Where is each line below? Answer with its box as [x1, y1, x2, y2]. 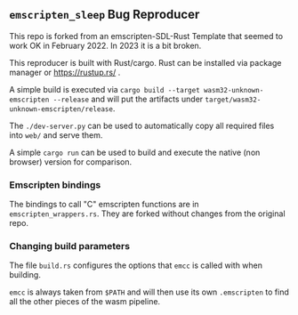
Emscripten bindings [9, 178, 101, 190]
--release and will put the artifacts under [52, 93, 204, 104]
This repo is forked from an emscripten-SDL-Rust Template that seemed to [9, 30, 283, 41]
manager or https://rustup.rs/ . [9, 67, 121, 77]
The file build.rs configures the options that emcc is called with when [9, 260, 263, 271]
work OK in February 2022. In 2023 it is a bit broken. [9, 40, 202, 51]
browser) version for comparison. [9, 156, 132, 167]
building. [9, 270, 42, 280]
